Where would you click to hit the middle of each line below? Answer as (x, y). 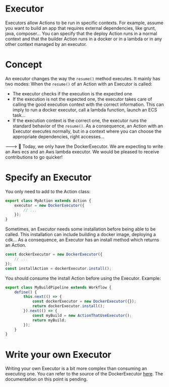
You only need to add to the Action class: (48, 191)
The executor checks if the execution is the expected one (72, 93)
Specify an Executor (48, 178)
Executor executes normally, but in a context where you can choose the (87, 131)
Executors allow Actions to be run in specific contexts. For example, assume (84, 23)
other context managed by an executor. (46, 44)
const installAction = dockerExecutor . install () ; (59, 268)
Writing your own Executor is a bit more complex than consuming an (76, 368)
